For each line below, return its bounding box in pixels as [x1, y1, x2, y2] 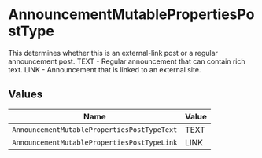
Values [8, 88, 43, 101]
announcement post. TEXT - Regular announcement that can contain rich [8, 57, 245, 66]
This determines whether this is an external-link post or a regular [8, 48, 219, 57]
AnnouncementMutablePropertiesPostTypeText [12, 125, 178, 134]
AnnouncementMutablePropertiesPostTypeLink [12, 138, 178, 147]
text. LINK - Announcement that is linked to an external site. [8, 64, 201, 74]
